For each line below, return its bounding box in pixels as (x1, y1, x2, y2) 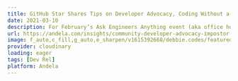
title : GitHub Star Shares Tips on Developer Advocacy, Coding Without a (7, 10, 230, 18)
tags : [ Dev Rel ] (7, 56, 55, 63)
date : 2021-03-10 (7, 17, 59, 24)
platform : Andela (7, 63, 59, 70)
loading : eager (7, 50, 52, 57)
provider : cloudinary (7, 43, 72, 50)
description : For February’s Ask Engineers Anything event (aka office (7, 23, 223, 30)
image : (7, 37, 27, 44)
